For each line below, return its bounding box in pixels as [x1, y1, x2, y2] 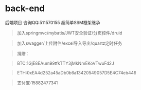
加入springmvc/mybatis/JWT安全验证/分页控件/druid [17, 30, 123, 36]
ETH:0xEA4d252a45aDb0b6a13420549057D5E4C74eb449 [17, 70, 137, 75]
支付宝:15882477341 [17, 80, 58, 86]
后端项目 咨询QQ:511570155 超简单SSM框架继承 [5, 19, 101, 25]
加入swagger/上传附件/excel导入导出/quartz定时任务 [17, 40, 123, 46]
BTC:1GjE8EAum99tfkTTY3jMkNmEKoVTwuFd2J [17, 60, 114, 66]
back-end [5, 3, 45, 14]
